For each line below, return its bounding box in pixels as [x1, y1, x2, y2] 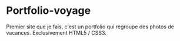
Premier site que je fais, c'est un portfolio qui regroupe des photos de [6, 23, 175, 30]
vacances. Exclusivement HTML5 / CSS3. [6, 29, 107, 36]
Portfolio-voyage [6, 4, 91, 17]
